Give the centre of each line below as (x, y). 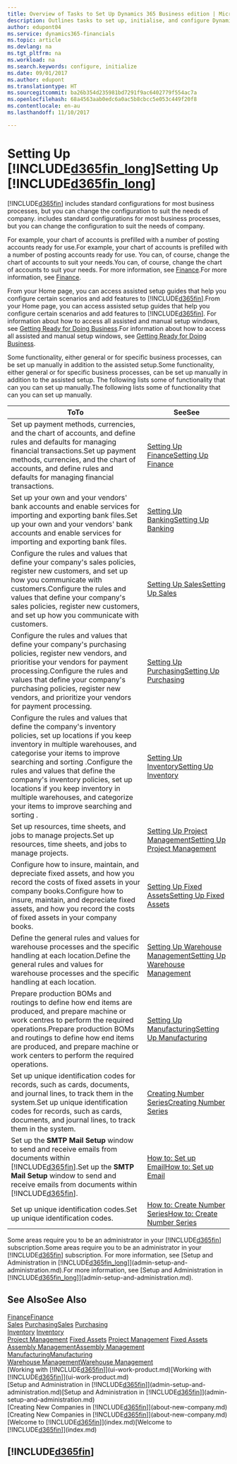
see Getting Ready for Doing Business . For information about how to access (116, 328)
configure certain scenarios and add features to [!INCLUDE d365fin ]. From (114, 298)
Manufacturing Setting (183, 1028)
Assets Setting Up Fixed (186, 895)
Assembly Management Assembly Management (76, 1347)
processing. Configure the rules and (69, 670)
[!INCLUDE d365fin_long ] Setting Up (113, 169)
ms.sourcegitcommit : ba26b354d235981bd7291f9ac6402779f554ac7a (102, 93)
